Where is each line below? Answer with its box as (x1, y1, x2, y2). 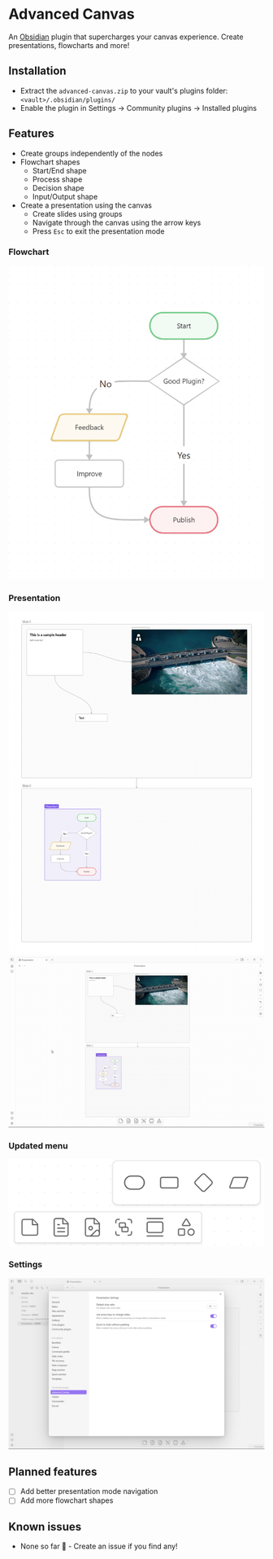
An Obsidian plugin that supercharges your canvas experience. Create (8, 32, 244, 42)
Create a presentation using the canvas (19, 200, 153, 210)
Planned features (8, 1465, 97, 1478)
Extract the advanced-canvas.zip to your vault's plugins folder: (19, 86, 228, 95)
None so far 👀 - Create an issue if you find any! (19, 1541, 178, 1552)
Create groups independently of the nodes (19, 148, 163, 158)
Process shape (32, 174, 83, 184)
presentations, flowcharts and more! (8, 40, 130, 50)
